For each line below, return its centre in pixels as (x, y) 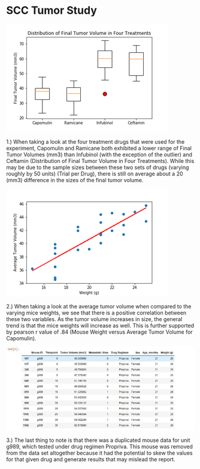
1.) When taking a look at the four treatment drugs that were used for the (96, 141)
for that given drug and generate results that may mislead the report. (91, 459)
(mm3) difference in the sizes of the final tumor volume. (75, 180)
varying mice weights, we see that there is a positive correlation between (96, 313)
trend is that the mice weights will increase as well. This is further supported (100, 325)
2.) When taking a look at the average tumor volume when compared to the (99, 306)
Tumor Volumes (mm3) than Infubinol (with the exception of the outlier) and (99, 155)
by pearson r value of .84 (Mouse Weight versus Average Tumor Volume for (99, 332)
